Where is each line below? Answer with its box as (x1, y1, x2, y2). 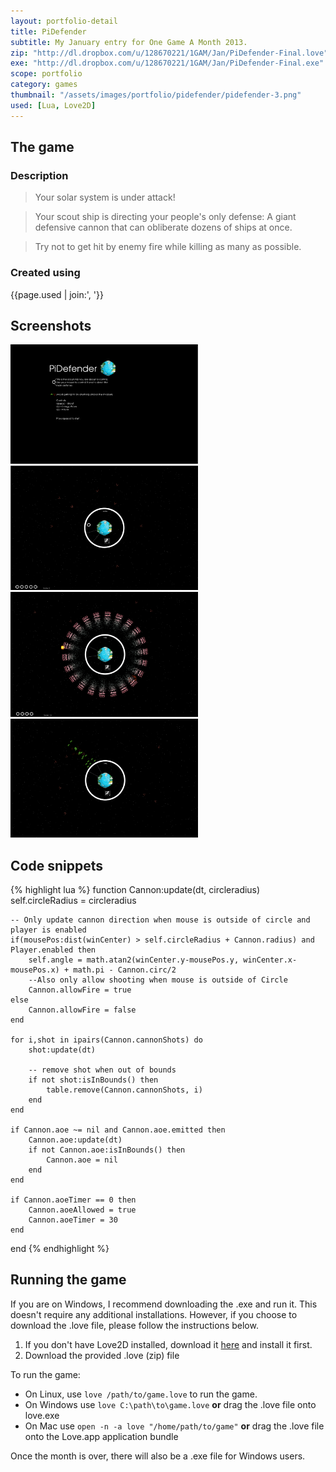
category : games (10, 80, 78, 90)
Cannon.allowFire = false (28, 1005, 137, 1015)
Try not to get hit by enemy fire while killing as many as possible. (34, 241, 302, 253)
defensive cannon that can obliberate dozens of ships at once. (34, 221, 293, 234)
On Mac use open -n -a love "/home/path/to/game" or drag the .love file (24, 1420, 325, 1432)
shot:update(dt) (28, 1045, 97, 1055)
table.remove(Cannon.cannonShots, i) (46, 1085, 203, 1095)
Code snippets (10, 857, 103, 874)
